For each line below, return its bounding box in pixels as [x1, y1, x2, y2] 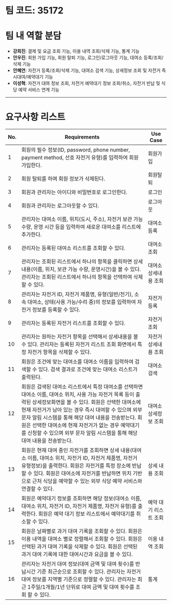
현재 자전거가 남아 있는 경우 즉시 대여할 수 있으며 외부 [21, 406, 142, 413]
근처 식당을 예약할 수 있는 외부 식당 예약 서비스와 [32, 478, 142, 485]
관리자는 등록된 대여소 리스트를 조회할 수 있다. [21, 244, 125, 252]
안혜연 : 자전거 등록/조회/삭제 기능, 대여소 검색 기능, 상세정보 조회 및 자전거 [12, 67, 161, 73]
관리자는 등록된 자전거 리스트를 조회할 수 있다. [21, 319, 125, 327]
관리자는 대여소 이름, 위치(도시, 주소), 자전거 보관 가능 [21, 216, 143, 223]
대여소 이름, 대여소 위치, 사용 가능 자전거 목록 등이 [21, 391, 135, 398]
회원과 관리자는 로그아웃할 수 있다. [21, 202, 99, 210]
